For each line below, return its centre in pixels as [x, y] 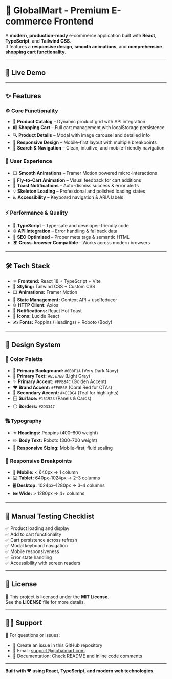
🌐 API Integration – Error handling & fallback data [65, 231]
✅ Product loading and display [37, 528]
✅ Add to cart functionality [34, 534]
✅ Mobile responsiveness [32, 551]
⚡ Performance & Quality [37, 213]
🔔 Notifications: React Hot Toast [47, 311]
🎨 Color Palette [24, 359]
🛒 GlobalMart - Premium [58, 10]
